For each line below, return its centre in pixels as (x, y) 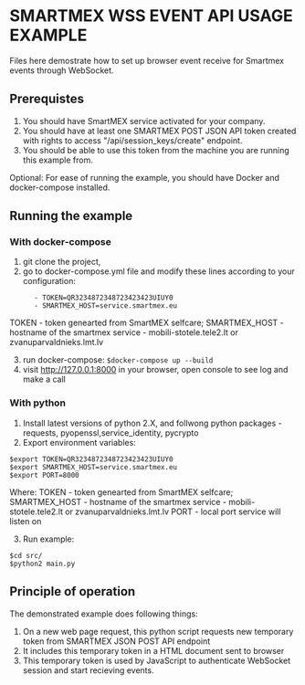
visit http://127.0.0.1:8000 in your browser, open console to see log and (155, 370)
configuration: (49, 281)
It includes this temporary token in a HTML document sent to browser (153, 650)
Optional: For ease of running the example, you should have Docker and (145, 177)
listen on (26, 521)
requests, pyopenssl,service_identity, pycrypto (110, 432)
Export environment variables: (79, 442)
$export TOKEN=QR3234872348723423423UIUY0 (91, 459)
